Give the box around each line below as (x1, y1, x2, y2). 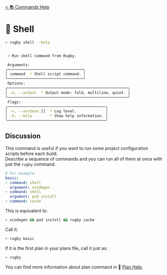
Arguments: (7, 62, 30, 67)
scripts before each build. (5, 150, 58, 156)
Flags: (7, 99, 21, 104)
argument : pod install (9, 194, 57, 199)
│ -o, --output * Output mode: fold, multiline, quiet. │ (5, 90, 131, 95)
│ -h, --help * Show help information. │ (5, 113, 108, 118)
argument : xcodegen (9, 184, 50, 190)
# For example (5, 170, 35, 176)
